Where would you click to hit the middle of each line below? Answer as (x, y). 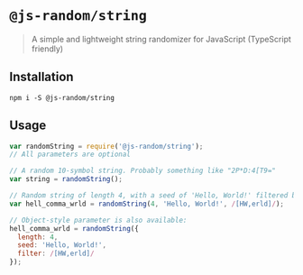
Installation (41, 77)
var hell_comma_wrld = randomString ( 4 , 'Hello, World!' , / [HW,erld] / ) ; (147, 204)
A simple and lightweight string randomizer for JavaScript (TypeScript (161, 39)
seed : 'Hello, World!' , (62, 245)
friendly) (47, 49)
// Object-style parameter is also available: (98, 220)
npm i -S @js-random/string (62, 97)
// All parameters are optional (70, 155)
